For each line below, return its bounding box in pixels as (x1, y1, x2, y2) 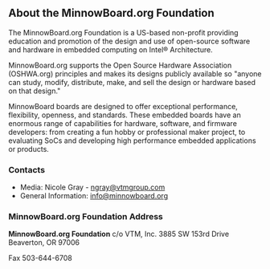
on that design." (8, 86, 61, 96)
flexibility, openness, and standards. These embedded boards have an (8, 110, 241, 120)
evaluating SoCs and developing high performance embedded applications (8, 136, 256, 145)
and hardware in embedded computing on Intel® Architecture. (8, 44, 213, 55)
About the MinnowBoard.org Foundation (8, 6, 215, 20)
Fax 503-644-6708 (8, 253, 72, 263)
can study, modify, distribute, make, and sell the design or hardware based (8, 77, 256, 87)
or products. (8, 144, 50, 153)
